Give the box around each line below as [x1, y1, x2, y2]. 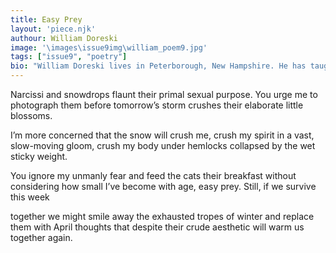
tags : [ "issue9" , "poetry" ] [10, 52, 128, 62]
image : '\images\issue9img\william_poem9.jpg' [10, 42, 208, 53]
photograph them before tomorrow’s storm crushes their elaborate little [10, 99, 304, 111]
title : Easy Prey [10, 14, 83, 25]
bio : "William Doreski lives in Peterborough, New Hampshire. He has [10, 61, 307, 71]
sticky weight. [10, 151, 68, 162]
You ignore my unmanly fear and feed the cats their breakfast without [10, 170, 297, 181]
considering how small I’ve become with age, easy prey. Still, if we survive [10, 181, 317, 192]
